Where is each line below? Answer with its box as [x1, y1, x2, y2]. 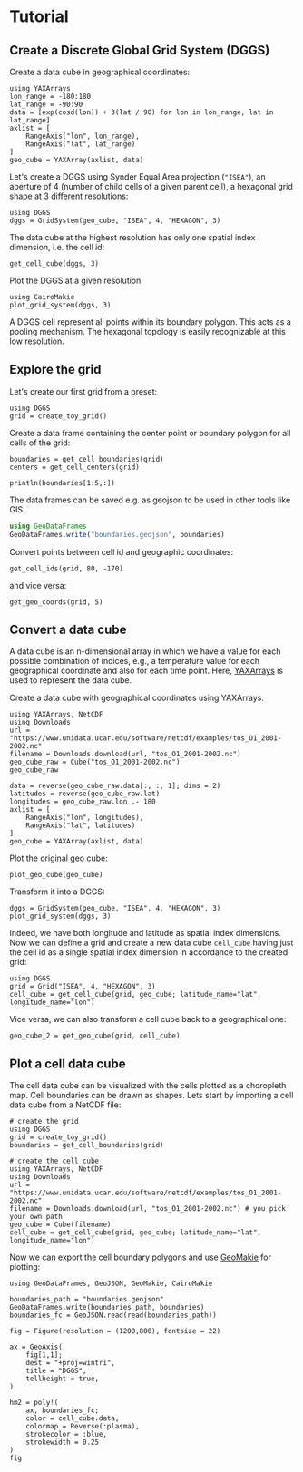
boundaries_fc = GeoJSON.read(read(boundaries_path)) [9, 1311, 218, 1321]
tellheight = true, [25, 1374, 100, 1384]
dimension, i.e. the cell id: [9, 242, 105, 252]
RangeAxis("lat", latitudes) [25, 821, 136, 831]
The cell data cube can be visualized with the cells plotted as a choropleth [9, 1080, 287, 1091]
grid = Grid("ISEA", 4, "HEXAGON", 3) [9, 982, 156, 991]
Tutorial [9, 6, 70, 27]
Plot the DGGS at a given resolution [9, 275, 142, 286]
